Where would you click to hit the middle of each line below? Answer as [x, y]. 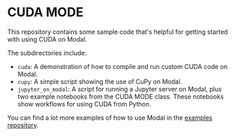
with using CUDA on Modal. [47, 39]
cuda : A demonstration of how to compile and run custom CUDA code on [122, 66]
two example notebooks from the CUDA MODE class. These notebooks [120, 97]
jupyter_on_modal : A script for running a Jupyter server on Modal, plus [120, 89]
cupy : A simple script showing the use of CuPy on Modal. [100, 81]
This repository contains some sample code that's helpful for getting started [118, 32]
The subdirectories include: [47, 53]
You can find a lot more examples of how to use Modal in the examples [110, 118]
